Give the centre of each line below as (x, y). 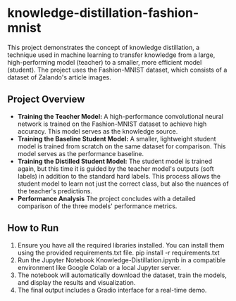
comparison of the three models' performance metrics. (97, 206)
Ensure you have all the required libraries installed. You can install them (121, 245)
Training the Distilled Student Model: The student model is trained (115, 161)
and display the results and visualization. (76, 282)
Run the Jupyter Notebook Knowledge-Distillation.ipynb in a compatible (122, 260)
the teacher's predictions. (55, 191)
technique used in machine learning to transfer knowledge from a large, (111, 55)
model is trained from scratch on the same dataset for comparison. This (122, 146)
